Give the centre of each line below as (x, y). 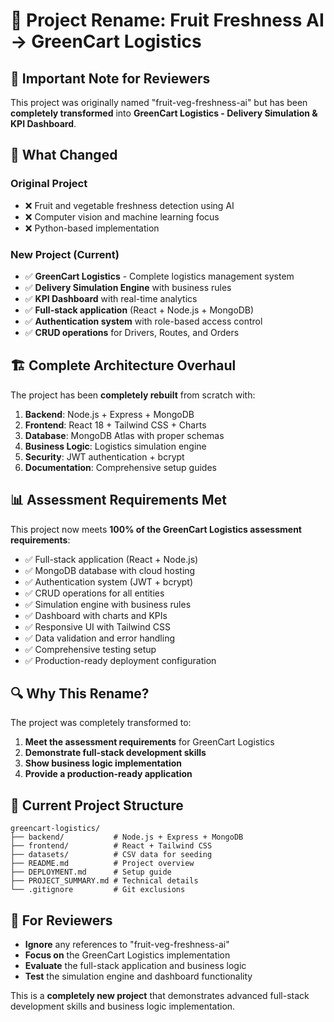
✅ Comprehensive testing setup (90, 649)
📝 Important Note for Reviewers (110, 78)
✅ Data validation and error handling (99, 638)
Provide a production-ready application (108, 774)
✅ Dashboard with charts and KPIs (96, 615)
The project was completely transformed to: (101, 723)
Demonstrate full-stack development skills (115, 753)
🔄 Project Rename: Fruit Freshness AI (167, 20)
